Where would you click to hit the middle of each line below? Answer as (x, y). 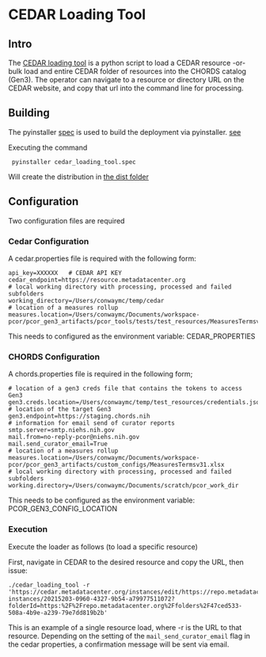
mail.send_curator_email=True (58, 444)
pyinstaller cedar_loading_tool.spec (74, 162)
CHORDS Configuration (54, 357)
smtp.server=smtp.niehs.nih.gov (61, 430)
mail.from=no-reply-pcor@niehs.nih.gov (74, 437)
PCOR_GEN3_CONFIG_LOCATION (63, 509)
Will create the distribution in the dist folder (78, 177)
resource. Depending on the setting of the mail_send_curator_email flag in (129, 636)
